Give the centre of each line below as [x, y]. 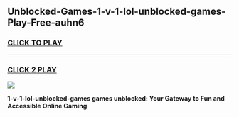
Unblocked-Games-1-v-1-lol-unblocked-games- [117, 12]
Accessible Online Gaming [47, 106]
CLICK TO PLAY [35, 43]
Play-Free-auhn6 [46, 23]
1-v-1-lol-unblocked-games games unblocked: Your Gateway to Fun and [116, 98]
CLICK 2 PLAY [32, 69]
